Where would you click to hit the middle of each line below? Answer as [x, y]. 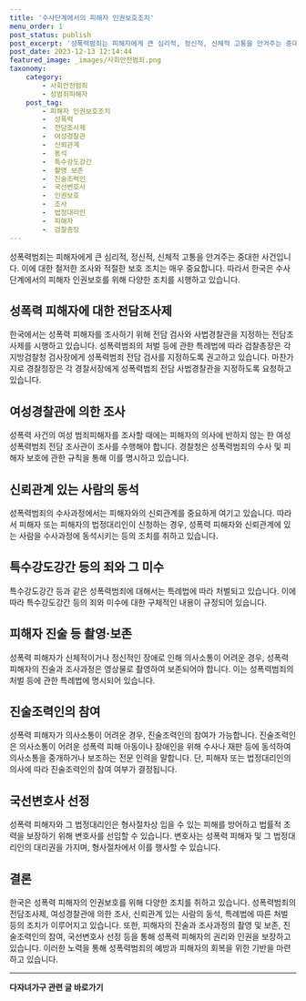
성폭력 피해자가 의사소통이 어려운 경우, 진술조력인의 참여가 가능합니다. [133, 735]
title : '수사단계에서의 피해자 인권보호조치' [82, 18]
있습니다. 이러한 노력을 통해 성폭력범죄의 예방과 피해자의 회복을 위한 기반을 [142, 948]
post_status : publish [51, 35]
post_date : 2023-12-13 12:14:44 [71, 52]
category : [45, 77]
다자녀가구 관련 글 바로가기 [56, 987]
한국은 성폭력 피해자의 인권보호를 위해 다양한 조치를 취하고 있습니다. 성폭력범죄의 [153, 902]
